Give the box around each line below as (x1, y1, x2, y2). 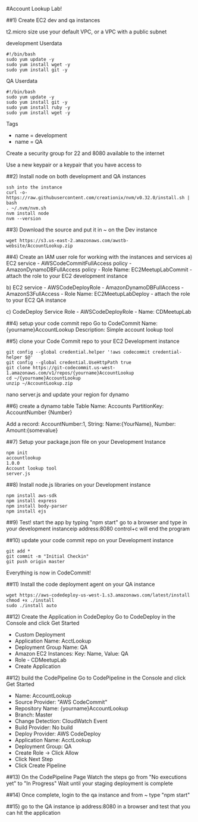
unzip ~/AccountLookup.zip (6, 381, 73, 387)
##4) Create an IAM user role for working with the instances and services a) (6, 254, 193, 260)
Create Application (14, 663, 61, 670)
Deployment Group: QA (14, 743, 72, 750)
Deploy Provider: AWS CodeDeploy (14, 730, 101, 737)
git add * (6, 548, 31, 554)
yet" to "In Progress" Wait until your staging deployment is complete (6, 780, 174, 787)
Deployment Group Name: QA (14, 644, 88, 651)
